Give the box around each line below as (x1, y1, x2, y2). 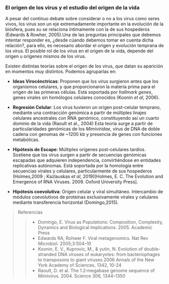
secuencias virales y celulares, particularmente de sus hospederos (12, 168, 152, 174)
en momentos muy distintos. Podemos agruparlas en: (5, 68, 117, 75)
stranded (37, 252, 57, 258)
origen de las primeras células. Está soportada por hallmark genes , (12, 89, 153, 95)
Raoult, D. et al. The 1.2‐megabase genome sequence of (37, 268, 155, 274)
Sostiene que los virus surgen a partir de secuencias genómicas (12, 152, 147, 158)
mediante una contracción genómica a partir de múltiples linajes (12, 110, 147, 116)
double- (144, 246, 161, 252)
